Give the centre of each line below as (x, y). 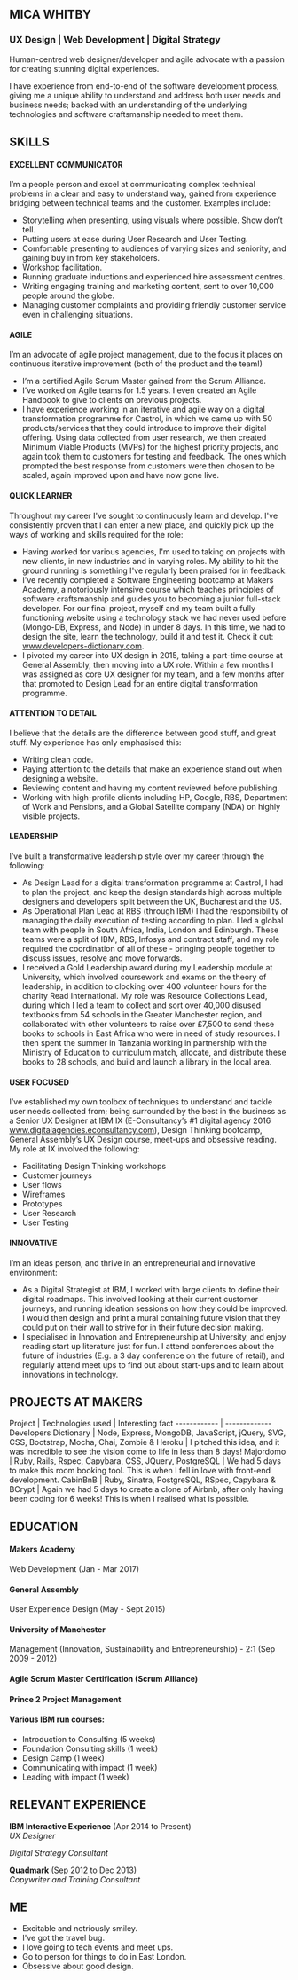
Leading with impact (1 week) (76, 1777)
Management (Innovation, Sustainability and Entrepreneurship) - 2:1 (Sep (142, 1649)
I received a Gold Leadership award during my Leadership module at (147, 968)
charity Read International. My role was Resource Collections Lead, (145, 996)
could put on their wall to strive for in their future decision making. (142, 1327)
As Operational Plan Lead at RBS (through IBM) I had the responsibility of (155, 911)
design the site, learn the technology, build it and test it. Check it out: (148, 636)
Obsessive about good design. (78, 1966)
